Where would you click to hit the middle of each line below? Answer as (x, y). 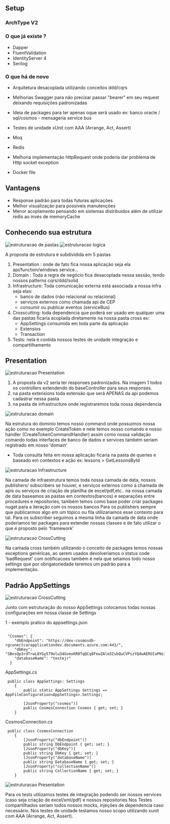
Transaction (33, 334)
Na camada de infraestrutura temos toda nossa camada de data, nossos (80, 480)
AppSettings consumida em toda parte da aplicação (74, 323)
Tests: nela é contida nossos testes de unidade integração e (75, 339)
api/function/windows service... (46, 270)
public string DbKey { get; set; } (61, 753)
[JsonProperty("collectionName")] (60, 767)
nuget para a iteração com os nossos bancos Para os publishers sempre (81, 507)
